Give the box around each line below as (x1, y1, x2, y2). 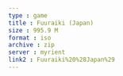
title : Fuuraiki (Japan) (8, 19, 94, 27)
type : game (8, 11, 48, 20)
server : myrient (8, 48, 66, 56)
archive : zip (8, 41, 56, 49)
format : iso (8, 33, 52, 42)
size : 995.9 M (8, 26, 59, 34)
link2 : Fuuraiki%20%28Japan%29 (8, 56, 115, 64)
